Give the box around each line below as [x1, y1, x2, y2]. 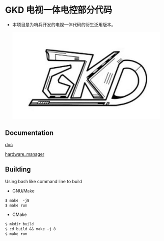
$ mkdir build [5, 221, 34, 226]
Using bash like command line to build [5, 178, 82, 184]
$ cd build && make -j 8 [5, 226, 56, 231]
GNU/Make [12, 187, 35, 194]
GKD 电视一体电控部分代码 [5, 4, 112, 16]
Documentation [5, 129, 54, 137]
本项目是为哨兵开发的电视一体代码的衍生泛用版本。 [12, 22, 116, 27]
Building [5, 165, 31, 174]
